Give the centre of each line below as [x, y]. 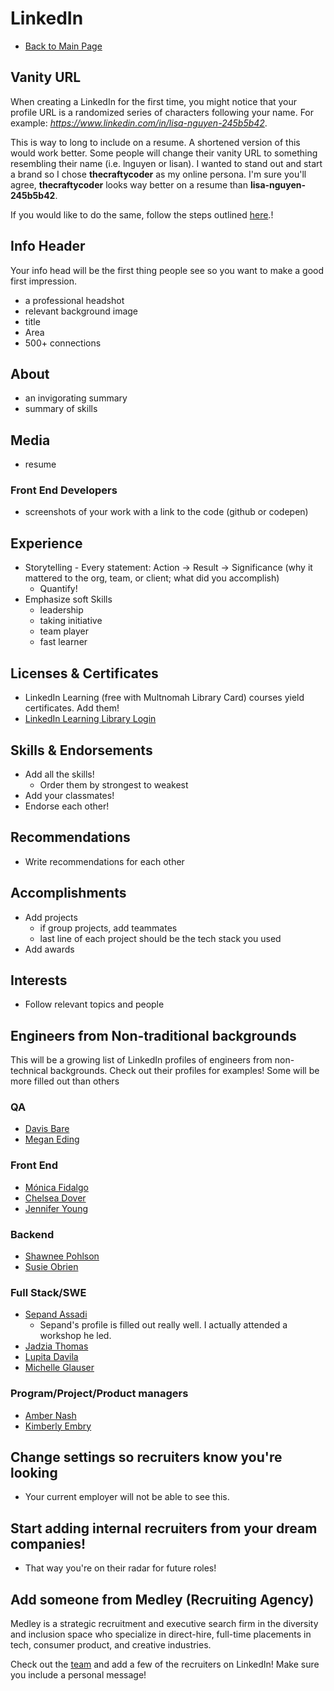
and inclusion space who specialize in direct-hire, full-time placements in [161, 1634]
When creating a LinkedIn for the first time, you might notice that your [154, 101]
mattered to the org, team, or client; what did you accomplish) [152, 578]
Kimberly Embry [58, 1426]
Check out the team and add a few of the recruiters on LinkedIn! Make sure [165, 1664]
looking [34, 1473]
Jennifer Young [56, 1208]
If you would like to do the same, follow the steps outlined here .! [142, 214]
